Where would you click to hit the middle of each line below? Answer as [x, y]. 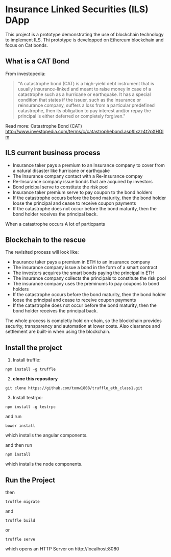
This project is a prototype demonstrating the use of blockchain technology [84, 34]
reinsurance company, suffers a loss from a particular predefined [86, 105]
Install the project [34, 347]
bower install [20, 426]
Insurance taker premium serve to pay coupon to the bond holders [82, 192]
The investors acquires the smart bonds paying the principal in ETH [83, 273]
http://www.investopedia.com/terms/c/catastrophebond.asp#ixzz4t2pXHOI [84, 131]
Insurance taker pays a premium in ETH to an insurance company [81, 262]
